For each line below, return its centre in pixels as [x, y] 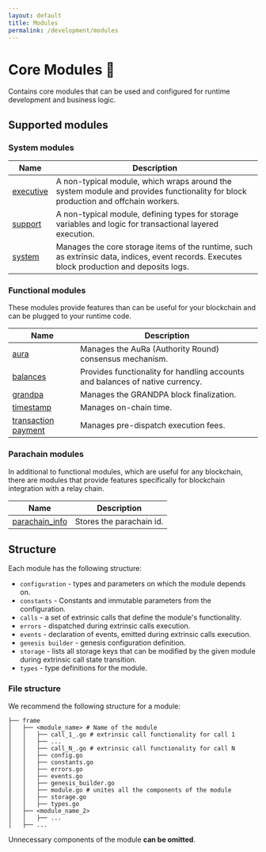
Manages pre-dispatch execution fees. [153, 425]
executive [30, 191]
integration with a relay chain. [56, 488]
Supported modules [58, 125]
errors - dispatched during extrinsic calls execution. [105, 626]
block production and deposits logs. [123, 267]
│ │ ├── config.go [46, 755]
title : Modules [33, 23]
